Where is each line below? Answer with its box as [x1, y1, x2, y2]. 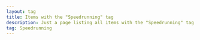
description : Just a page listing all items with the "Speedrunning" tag [6, 19, 195, 25]
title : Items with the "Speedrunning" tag [6, 14, 114, 20]
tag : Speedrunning [6, 25, 52, 31]
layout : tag [6, 8, 36, 15]
